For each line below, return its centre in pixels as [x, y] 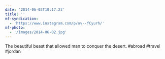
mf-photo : [15, 28]
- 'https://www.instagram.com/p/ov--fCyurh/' [57, 23]
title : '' [15, 14]
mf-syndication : [22, 19]
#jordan [13, 51]
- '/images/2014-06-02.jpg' [38, 32]
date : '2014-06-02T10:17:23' [35, 10]
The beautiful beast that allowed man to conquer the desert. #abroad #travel [83, 46]
